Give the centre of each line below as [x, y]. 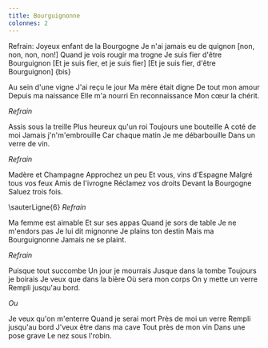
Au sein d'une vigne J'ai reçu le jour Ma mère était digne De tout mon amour [134, 87]
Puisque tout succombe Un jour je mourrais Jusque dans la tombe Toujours [133, 270]
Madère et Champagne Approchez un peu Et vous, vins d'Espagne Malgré [130, 174]
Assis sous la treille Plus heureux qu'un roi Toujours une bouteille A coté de [132, 126]
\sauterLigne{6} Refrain [47, 207]
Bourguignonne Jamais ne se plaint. [67, 239]
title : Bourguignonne [44, 16]
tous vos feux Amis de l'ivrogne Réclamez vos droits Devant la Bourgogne [130, 183]
